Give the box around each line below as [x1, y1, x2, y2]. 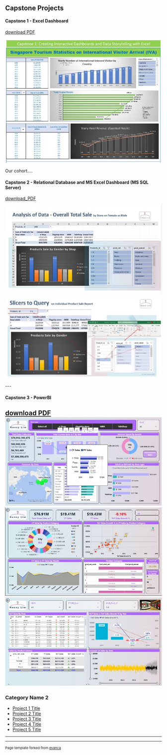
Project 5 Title [12, 726, 41, 732]
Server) [5, 184, 21, 191]
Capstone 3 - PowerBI [5, 394, 51, 400]
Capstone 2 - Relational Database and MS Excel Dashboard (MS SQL [5, 179, 149, 185]
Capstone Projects [5, 4, 64, 12]
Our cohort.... [5, 168, 33, 174]
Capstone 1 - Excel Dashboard [5, 17, 69, 24]
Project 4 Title [12, 721, 41, 727]
